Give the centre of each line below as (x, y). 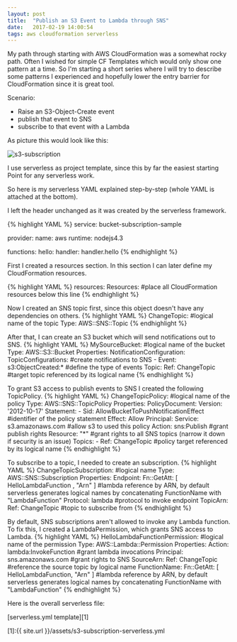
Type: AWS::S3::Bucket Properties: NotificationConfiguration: (96, 352)
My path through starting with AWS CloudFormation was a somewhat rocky (117, 54)
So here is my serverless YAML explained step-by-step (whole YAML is (111, 190)
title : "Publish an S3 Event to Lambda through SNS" (88, 21)
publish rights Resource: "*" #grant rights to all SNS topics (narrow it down (116, 434)
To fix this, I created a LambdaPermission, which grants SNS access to (110, 529)
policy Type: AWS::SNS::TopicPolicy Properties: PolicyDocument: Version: (115, 404)
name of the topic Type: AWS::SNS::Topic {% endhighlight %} (97, 323)
